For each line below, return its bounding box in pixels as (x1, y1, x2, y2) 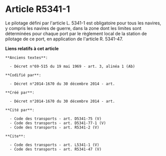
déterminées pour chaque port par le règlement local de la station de (5, 30, 147, 36)
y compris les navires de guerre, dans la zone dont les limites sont (5, 25, 141, 31)
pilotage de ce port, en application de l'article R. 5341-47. (5, 36, 123, 42)
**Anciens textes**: (5, 55, 48, 60)
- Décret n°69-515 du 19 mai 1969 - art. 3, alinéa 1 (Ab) (9, 64, 135, 69)
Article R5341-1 (5, 3, 70, 15)
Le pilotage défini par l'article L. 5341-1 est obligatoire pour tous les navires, (5, 20, 161, 26)
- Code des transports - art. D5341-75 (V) (9, 116, 101, 121)
